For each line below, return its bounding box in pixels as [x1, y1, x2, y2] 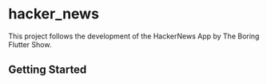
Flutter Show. [8, 39, 52, 49]
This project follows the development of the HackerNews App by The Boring [8, 31, 260, 41]
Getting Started [8, 63, 87, 77]
